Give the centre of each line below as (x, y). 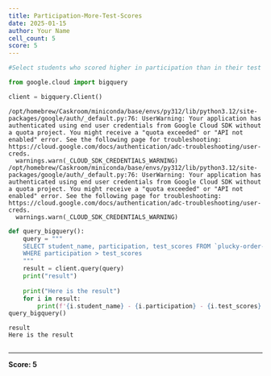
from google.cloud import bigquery (68, 82)
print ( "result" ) (50, 276)
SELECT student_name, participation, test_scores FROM (117, 246)
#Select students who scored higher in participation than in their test (135, 68)
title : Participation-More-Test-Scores (75, 16)
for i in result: (52, 299)
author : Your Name (39, 31)
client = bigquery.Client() (56, 97)
